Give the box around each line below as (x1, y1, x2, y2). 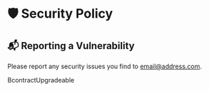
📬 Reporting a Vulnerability (7, 40, 135, 52)
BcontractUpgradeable (7, 76, 75, 84)
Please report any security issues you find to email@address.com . (7, 62, 202, 70)
